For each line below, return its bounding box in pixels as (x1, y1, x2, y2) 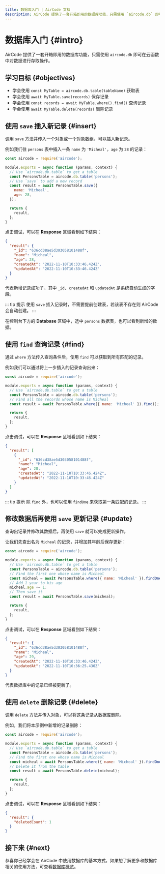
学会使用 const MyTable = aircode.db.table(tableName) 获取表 (12, 88, 140, 93)
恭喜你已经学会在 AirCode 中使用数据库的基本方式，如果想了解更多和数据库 (5, 857, 158, 863)
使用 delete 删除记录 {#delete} (5, 698, 98, 706)
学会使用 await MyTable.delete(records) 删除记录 (12, 106, 113, 112)
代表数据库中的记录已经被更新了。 (5, 682, 74, 688)
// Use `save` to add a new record (9, 179, 82, 183)
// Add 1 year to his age (9, 580, 63, 585)
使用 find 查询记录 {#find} (5, 340, 84, 348)
